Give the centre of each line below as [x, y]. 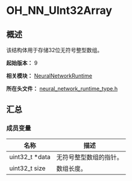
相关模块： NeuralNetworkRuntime [49, 76]
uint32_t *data [30, 157]
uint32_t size [27, 168]
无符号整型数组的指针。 [90, 157]
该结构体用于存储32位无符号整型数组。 [55, 50]
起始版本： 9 [22, 63]
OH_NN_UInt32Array [59, 11]
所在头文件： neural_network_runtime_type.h [62, 89]
